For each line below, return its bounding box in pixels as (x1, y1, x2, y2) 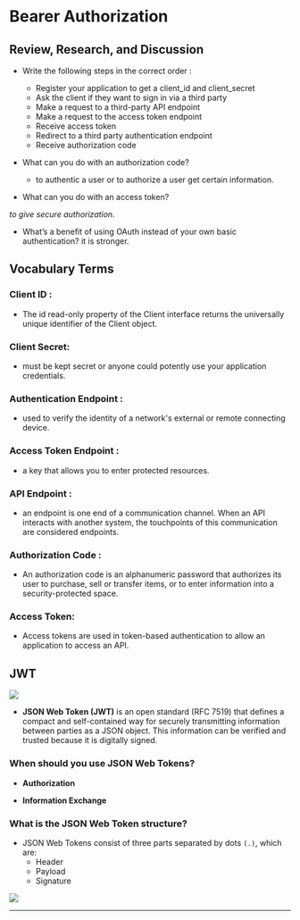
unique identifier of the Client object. (21, 318, 158, 329)
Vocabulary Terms (9, 262, 114, 277)
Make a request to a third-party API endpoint (35, 102, 201, 113)
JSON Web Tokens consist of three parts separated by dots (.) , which (21, 837, 283, 848)
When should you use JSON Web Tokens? (9, 757, 196, 770)
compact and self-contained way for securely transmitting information (21, 716, 280, 727)
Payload (35, 866, 66, 876)
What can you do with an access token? (21, 192, 170, 202)
